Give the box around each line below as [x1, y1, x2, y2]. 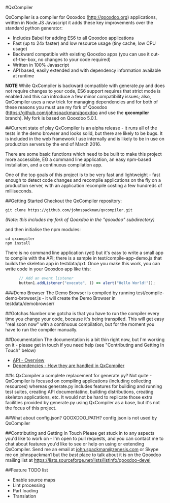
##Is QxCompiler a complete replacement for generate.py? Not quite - [5, 372, 152, 378]
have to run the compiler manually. [5, 326, 78, 332]
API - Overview [12, 357, 45, 363]
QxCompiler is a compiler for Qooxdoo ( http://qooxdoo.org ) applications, [5, 14, 157, 20]
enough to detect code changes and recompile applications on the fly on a [5, 177, 161, 183]
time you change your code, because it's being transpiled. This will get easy [5, 316, 164, 322]
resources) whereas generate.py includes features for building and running [5, 383, 162, 389]
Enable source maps [12, 477, 56, 483]
